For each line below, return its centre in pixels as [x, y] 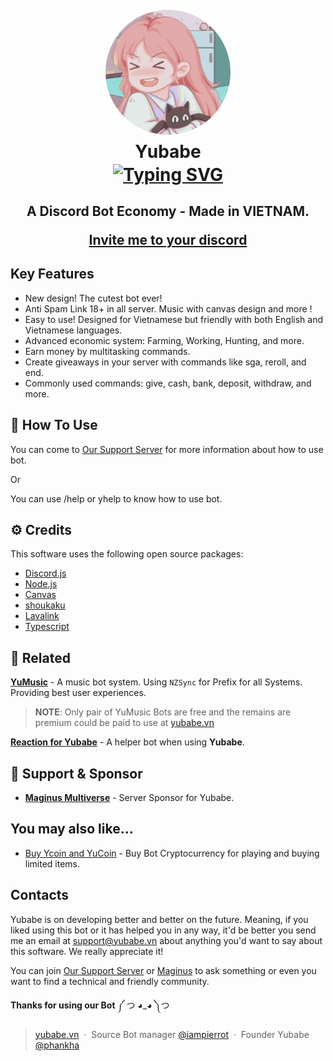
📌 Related [40, 657]
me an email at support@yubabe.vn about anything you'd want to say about [166, 940]
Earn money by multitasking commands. [107, 351]
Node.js [41, 584]
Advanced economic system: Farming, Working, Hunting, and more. [164, 340]
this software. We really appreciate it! [87, 951]
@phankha [57, 1045]
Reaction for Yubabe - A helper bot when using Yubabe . [127, 742]
